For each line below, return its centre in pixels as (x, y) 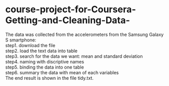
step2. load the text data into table (41, 51)
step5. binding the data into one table (45, 67)
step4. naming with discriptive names (45, 61)
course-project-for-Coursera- (71, 9)
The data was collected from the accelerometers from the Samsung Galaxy (84, 34)
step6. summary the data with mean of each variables (62, 72)
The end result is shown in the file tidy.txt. (49, 78)
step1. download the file (30, 45)
